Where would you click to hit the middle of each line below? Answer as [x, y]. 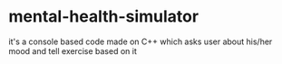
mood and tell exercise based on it [73, 50]
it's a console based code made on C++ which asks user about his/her [141, 41]
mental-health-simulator [104, 17]
